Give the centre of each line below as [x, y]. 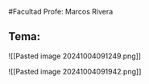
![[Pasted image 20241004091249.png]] [75, 56]
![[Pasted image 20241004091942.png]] [75, 71]
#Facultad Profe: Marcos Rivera [61, 12]
